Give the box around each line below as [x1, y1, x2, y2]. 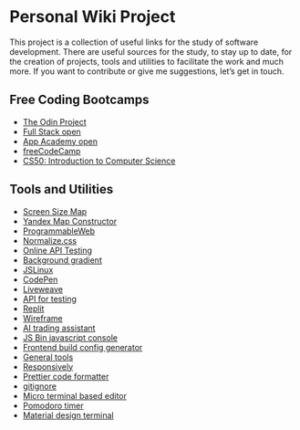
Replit [22, 303, 45, 314]
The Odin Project [22, 116, 87, 127]
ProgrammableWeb [22, 225, 96, 236]
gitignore [22, 381, 57, 392]
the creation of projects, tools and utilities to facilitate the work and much [9, 56, 284, 67]
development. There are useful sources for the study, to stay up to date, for [9, 46, 293, 57]
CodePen [22, 274, 58, 285]
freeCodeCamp [22, 145, 81, 156]
